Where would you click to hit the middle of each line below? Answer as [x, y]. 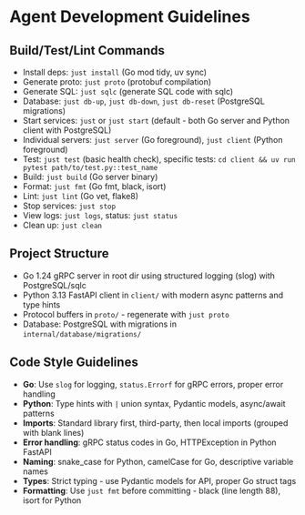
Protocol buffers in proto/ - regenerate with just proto [126, 314]
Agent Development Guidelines [130, 17]
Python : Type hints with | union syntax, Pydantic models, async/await [154, 403]
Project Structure [59, 253]
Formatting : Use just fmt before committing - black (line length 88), [151, 490]
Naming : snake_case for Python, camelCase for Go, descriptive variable [158, 461]
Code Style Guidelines [74, 363]
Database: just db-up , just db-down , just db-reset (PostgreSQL [144, 101]
